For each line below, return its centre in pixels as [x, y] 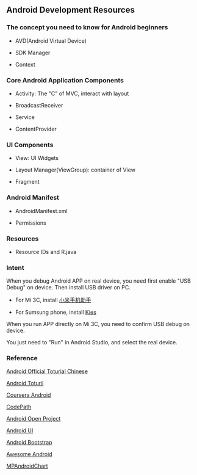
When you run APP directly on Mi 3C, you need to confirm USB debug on [98, 324]
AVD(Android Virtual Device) [51, 41]
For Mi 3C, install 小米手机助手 [53, 300]
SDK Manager [33, 53]
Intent [15, 267]
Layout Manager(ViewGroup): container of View [75, 170]
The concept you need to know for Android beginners [87, 27]
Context [25, 64]
